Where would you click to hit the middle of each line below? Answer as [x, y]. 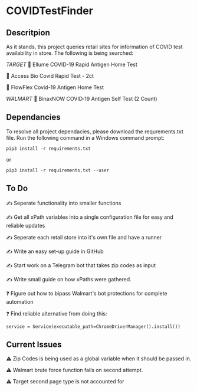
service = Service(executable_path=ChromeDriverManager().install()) [93, 326]
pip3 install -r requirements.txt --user [58, 170]
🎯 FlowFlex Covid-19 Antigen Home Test [55, 87]
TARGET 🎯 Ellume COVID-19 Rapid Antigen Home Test [72, 64]
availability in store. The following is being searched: [70, 53]
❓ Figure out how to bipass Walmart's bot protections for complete [87, 293]
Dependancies [33, 117]
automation [20, 301]
